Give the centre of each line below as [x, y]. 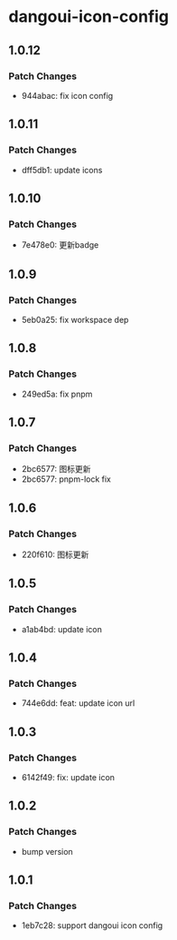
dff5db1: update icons [62, 170]
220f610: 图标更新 [55, 554]
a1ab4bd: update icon [62, 629]
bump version [47, 851]
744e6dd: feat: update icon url [78, 703]
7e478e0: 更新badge [60, 245]
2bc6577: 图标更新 [56, 469]
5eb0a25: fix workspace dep [75, 319]
